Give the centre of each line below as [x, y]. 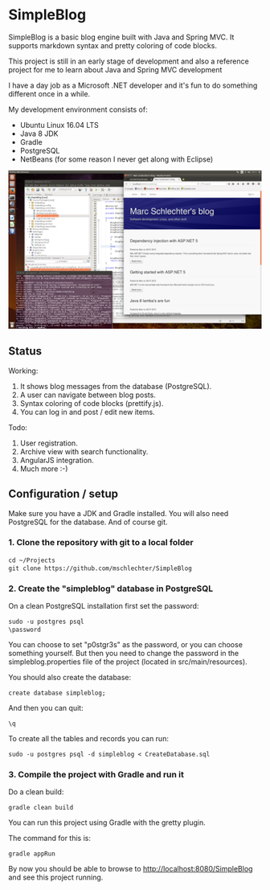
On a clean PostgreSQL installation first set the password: [104, 606]
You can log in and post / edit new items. [87, 412]
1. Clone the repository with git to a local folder [101, 543]
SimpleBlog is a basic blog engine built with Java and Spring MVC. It [121, 37]
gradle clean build [41, 808]
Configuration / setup [63, 494]
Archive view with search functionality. [84, 451]
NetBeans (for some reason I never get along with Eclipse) [117, 159]
